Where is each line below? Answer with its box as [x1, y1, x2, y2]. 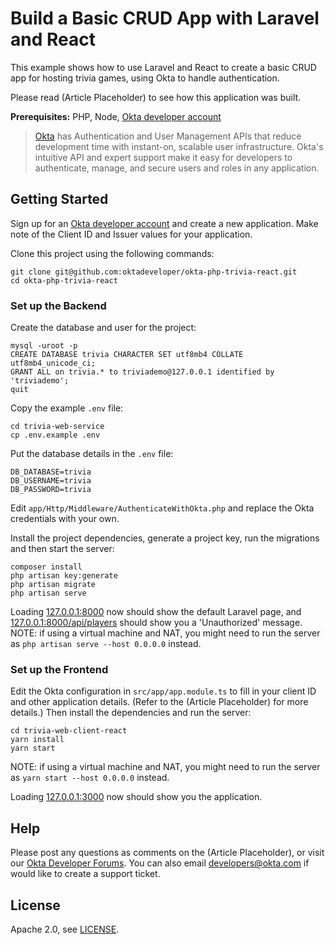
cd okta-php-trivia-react [10, 275, 118, 286]
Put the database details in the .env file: [10, 448, 174, 460]
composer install [10, 562, 83, 572]
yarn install [10, 735, 65, 745]
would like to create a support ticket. [10, 868, 161, 880]
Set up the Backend [10, 298, 107, 312]
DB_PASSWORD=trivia [10, 485, 92, 495]
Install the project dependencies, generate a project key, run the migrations [10, 532, 320, 544]
